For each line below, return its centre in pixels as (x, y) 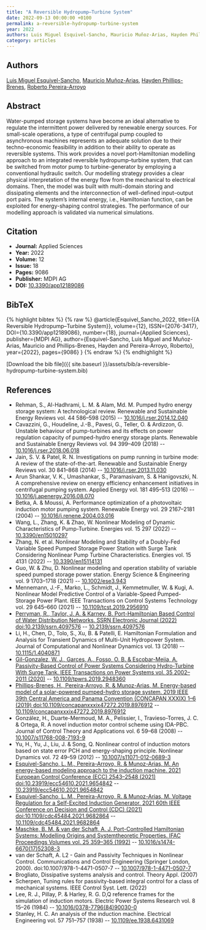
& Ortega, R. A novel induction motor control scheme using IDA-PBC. (102, 725)
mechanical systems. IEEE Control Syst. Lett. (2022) (81, 888)
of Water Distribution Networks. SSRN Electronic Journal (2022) (96, 620)
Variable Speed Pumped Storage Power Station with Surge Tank (96, 549)
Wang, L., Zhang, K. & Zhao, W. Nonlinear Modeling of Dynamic (95, 522)
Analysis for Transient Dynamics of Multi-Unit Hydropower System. (100, 640)
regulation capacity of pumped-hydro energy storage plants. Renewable (106, 437)
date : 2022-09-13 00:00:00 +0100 (49, 18)
